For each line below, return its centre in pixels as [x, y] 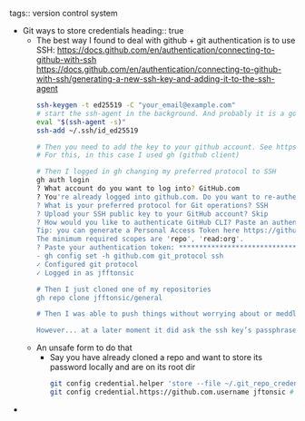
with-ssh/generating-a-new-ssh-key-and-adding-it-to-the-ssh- [155, 79]
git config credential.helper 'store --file [135, 384]
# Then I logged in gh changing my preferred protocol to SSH [156, 171]
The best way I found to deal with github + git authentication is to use [166, 40]
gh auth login [63, 181]
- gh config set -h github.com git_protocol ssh [130, 256]
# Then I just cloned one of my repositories [123, 289]
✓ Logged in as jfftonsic [85, 273]
